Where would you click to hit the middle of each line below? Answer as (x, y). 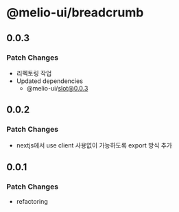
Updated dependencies (50, 81)
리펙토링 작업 (34, 73)
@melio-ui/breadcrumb (75, 13)
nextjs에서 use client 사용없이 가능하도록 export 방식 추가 (94, 145)
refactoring (32, 202)
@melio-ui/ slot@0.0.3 (57, 88)
